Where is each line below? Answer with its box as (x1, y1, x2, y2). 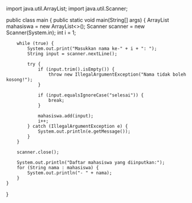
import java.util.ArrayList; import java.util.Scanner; (6, 5, 128, 12)
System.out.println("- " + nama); (27, 170, 112, 176)
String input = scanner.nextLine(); (27, 51, 118, 57)
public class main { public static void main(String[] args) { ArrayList (6, 17, 170, 23)
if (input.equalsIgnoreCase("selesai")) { (37, 92, 144, 98)
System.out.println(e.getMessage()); (37, 128, 131, 134)
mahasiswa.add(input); (37, 113, 94, 119)
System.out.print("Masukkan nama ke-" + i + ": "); (27, 46, 158, 51)
